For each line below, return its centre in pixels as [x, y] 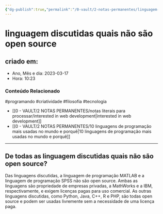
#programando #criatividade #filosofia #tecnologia [56, 101]
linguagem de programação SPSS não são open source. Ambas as [72, 181]
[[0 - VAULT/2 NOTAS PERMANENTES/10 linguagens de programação [82, 126]
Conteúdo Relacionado [33, 91]
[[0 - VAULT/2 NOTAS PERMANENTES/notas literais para [69, 111]
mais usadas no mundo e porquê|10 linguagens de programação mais [82, 131]
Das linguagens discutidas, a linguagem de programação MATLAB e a [75, 175]
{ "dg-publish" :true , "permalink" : [39, 9]
